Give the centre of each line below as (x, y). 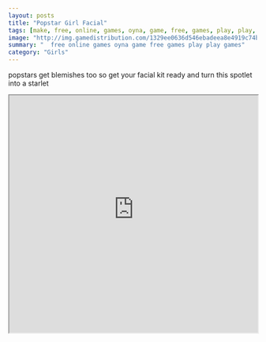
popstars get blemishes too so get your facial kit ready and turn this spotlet (130, 75)
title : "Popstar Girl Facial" (58, 23)
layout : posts (32, 15)
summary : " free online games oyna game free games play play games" (127, 45)
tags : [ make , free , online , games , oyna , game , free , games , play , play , (132, 30)
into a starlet (28, 83)
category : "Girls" (38, 52)
